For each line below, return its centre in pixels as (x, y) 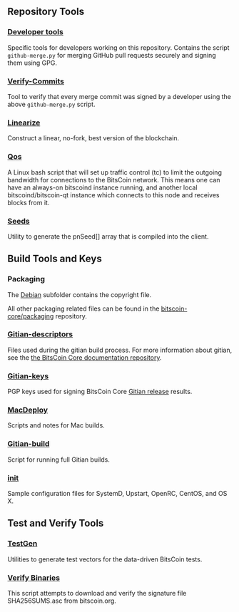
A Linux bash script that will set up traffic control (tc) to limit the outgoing (115, 172)
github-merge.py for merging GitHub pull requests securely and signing (112, 55)
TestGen (22, 544)
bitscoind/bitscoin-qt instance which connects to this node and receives (113, 195)
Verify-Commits (36, 81)
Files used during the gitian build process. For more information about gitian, (120, 350)
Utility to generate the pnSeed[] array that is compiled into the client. (108, 236)
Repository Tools (46, 12)
